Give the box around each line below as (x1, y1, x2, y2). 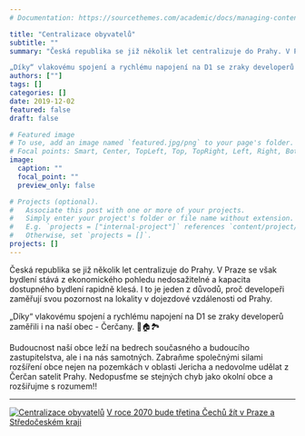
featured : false (9, 105, 71, 114)
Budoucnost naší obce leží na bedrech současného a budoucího (9, 342, 250, 352)
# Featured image (9, 130, 75, 139)
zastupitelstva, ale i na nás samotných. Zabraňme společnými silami (9, 352, 263, 362)
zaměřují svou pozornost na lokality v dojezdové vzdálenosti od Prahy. (9, 292, 273, 304)
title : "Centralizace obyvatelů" (9, 29, 136, 39)
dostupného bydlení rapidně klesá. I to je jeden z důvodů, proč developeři (9, 283, 285, 294)
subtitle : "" (9, 38, 59, 47)
